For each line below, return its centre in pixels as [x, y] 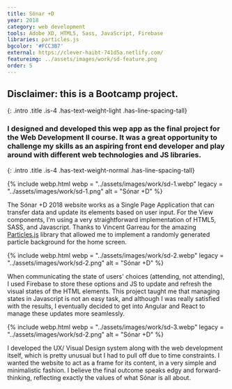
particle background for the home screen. [67, 242]
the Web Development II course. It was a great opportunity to [113, 138]
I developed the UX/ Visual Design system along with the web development [115, 348]
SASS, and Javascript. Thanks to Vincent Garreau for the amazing [102, 227]
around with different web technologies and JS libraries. [105, 155]
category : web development [46, 27]
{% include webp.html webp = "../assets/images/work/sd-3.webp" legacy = [116, 327]
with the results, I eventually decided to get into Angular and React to [106, 306]
